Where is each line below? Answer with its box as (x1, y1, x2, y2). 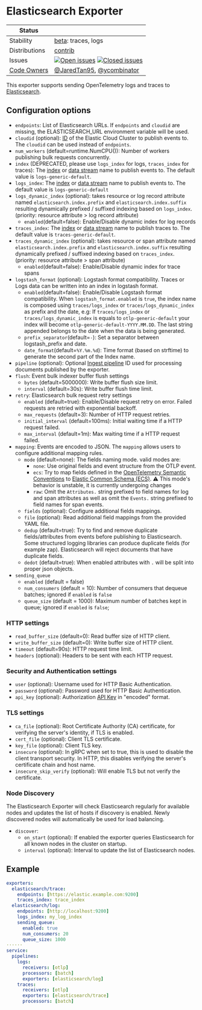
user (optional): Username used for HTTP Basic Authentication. (14, 681, 172, 688)
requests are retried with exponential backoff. (24, 404, 137, 412)
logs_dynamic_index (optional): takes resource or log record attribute (14, 192, 185, 199)
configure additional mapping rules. (14, 449, 104, 456)
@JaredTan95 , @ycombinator (54, 65, 140, 74)
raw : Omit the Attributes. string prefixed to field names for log (33, 488, 189, 495)
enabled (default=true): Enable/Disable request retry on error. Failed (24, 398, 192, 405)
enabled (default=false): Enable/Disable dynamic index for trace (24, 263, 181, 270)
